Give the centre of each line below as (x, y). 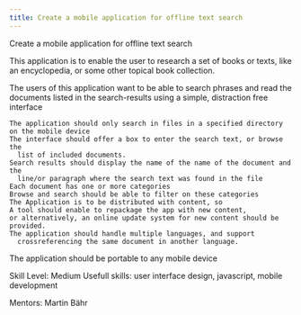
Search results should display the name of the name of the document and (150, 163)
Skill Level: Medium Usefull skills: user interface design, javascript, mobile (146, 275)
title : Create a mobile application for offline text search (126, 18)
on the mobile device (50, 131)
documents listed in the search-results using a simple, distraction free (139, 97)
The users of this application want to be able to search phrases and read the (150, 87)
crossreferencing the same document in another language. (128, 241)
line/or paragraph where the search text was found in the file (140, 178)
